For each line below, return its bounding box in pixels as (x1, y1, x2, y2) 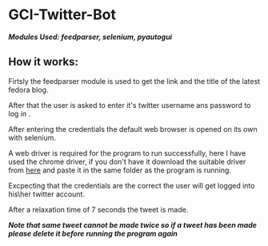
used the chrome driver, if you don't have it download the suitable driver (8, 157, 246, 166)
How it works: (8, 55, 78, 69)
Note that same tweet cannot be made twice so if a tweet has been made (8, 220, 258, 229)
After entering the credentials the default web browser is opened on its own (8, 124, 258, 133)
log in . (8, 109, 30, 118)
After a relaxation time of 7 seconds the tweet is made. (8, 204, 189, 214)
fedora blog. (8, 85, 49, 94)
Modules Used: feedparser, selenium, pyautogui (8, 32, 173, 42)
